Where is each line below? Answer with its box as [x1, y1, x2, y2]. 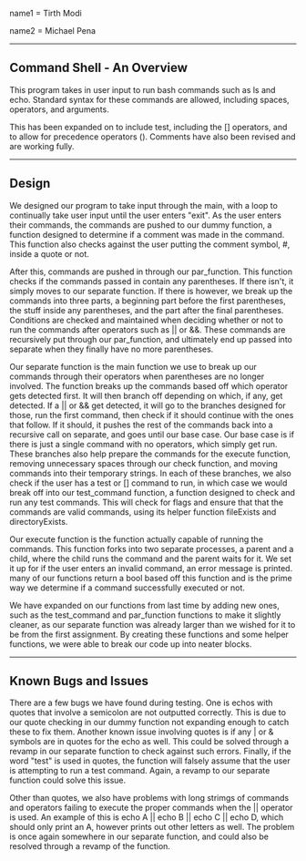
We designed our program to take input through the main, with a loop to [9, 200, 278, 210]
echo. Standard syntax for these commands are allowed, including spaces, [9, 94, 290, 105]
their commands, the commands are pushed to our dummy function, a [9, 219, 272, 231]
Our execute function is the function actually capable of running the [9, 533, 264, 545]
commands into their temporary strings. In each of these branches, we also [9, 467, 291, 478]
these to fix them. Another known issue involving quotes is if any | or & [9, 726, 274, 737]
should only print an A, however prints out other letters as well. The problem [9, 822, 295, 833]
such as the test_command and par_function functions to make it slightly [9, 610, 281, 620]
